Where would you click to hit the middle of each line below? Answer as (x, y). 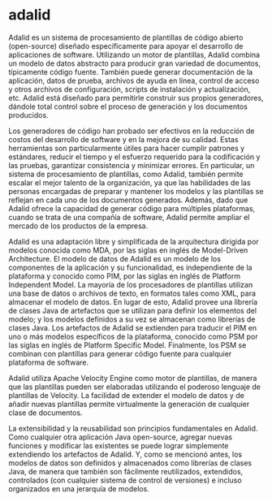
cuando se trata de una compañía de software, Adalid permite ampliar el (129, 217)
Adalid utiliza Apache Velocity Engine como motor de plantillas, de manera (133, 378)
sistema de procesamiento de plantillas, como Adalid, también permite (126, 174)
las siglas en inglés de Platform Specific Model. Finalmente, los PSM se (127, 345)
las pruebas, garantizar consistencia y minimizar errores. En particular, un (132, 165)
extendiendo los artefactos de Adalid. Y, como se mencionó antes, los (125, 454)
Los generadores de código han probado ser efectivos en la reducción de (132, 131)
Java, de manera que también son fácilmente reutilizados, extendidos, (126, 471)
